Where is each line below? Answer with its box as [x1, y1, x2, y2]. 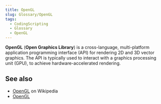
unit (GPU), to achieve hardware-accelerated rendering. [5, 60, 121, 66]
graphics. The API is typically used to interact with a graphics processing [5, 55, 157, 60]
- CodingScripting [10, 21, 49, 26]
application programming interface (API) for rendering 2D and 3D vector [5, 49, 154, 55]
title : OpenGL [5, 7, 35, 12]
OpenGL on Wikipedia [12, 88, 58, 94]
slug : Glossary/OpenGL [5, 12, 53, 17]
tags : [5, 16, 17, 21]
